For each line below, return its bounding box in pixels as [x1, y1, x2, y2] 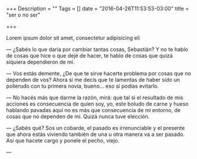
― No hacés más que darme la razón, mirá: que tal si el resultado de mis [6, 94, 183, 101]
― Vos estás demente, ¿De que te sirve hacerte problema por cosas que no [6, 70, 192, 77]
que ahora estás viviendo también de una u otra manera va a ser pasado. [6, 131, 185, 138]
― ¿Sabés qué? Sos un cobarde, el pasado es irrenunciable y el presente [6, 125, 185, 131]
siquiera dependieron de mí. [6, 59, 75, 65]
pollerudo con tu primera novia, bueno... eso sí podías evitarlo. [6, 82, 159, 90]
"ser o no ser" [6, 11, 40, 18]
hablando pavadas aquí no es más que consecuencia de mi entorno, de [6, 107, 181, 113]
